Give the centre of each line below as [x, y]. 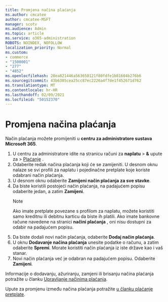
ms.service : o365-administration [40, 39]
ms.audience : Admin [26, 29]
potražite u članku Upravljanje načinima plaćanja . [56, 279]
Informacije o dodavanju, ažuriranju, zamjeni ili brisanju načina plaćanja [80, 274]
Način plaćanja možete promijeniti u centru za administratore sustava [79, 139]
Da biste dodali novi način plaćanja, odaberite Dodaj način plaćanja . [84, 237]
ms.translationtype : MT [30, 85]
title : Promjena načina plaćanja [40, 10]
